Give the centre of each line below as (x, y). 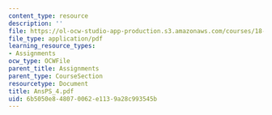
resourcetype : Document (49, 83)
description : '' (36, 23)
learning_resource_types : (52, 46)
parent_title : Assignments (54, 69)
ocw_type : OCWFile (39, 62)
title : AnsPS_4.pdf (41, 91)
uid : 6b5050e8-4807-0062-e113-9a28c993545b (83, 99)
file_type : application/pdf (56, 38)
